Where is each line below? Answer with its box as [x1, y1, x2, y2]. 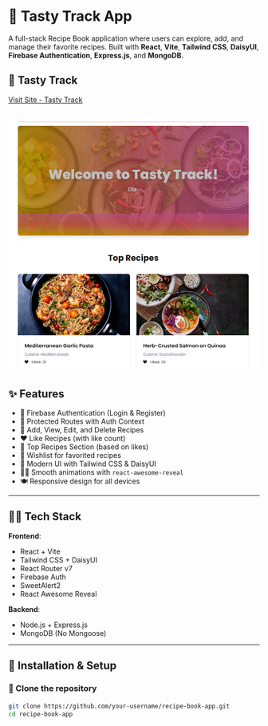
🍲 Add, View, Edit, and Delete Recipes [19, 425, 144, 435]
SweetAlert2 [19, 580, 61, 590]
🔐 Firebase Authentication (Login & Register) [19, 408, 166, 418]
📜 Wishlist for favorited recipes [19, 451, 122, 460]
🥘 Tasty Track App [8, 7, 132, 26]
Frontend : [8, 531, 41, 541]
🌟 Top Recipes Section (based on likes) [19, 442, 149, 452]
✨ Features [8, 387, 65, 400]
